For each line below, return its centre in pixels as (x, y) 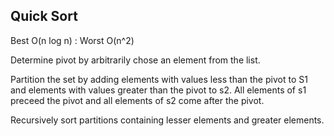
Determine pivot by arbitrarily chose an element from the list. (135, 60)
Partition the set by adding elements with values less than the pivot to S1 (159, 79)
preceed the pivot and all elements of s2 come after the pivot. (137, 100)
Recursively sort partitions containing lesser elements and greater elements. (167, 120)
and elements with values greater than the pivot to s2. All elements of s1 (158, 90)
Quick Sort (44, 16)
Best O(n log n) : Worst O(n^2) (72, 40)
